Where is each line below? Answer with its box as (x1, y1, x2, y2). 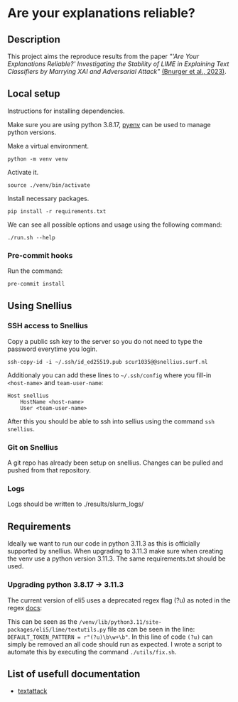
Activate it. (7, 168, 39, 176)
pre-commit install (7, 281, 65, 288)
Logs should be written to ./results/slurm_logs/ (7, 499, 144, 509)
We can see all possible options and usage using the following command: (7, 220, 222, 229)
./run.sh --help (7, 234, 55, 241)
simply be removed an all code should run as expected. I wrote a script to (7, 639, 222, 648)
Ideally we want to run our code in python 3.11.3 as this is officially (7, 539, 200, 548)
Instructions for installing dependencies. (7, 107, 126, 115)
